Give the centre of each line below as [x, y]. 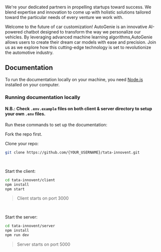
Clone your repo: [22, 143]
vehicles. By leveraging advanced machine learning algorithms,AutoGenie [79, 37]
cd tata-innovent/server [30, 226]
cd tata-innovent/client [30, 180]
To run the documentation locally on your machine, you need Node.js [74, 79]
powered [14, 32]
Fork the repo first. [24, 134]
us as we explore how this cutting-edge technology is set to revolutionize [78, 47]
